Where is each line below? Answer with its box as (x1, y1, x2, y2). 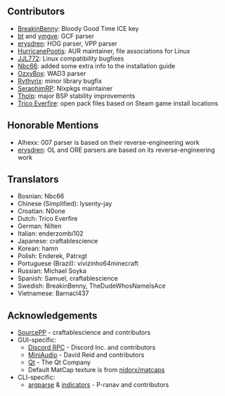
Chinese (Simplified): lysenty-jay (17, 200, 112, 208)
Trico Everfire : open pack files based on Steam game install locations (17, 98, 219, 108)
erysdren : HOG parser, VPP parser (17, 39, 118, 48)
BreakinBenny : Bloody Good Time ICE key (17, 24, 139, 32)
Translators (7, 174, 59, 186)
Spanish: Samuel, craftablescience (17, 274, 118, 283)
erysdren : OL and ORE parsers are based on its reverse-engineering (17, 146, 215, 154)
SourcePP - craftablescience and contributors (17, 328, 151, 337)
